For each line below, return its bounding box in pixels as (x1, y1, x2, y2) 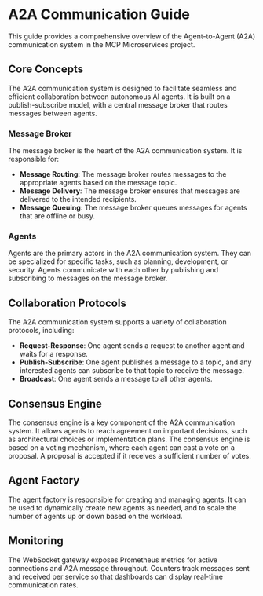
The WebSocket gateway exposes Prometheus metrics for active (8, 555, 218, 565)
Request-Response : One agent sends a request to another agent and (19, 341, 245, 350)
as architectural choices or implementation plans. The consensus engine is (8, 434, 250, 444)
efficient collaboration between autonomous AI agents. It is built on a (8, 92, 231, 101)
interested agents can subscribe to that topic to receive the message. (19, 366, 245, 375)
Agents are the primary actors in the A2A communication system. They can (8, 249, 252, 258)
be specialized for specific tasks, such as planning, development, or (8, 257, 228, 266)
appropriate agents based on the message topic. (19, 178, 177, 188)
